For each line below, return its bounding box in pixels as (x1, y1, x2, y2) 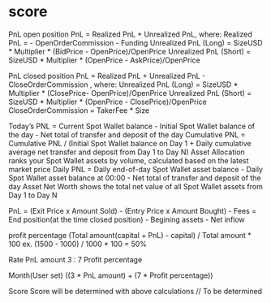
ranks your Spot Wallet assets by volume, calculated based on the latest (8, 155, 249, 165)
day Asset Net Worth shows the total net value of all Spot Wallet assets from (8, 181, 264, 191)
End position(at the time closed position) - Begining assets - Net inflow (8, 214, 245, 224)
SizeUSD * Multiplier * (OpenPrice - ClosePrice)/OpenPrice (8, 97, 207, 106)
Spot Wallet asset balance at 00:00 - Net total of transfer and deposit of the (8, 173, 261, 183)
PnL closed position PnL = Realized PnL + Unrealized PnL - (8, 71, 206, 80)
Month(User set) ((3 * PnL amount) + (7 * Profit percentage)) (8, 271, 213, 280)
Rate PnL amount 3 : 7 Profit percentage (8, 254, 143, 264)
